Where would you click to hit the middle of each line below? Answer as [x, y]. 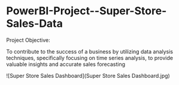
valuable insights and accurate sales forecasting [66, 64]
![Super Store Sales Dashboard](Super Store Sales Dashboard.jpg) [88, 75]
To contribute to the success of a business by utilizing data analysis [90, 51]
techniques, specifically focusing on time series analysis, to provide [90, 58]
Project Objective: [28, 40]
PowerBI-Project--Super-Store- [87, 11]
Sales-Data [34, 23]
